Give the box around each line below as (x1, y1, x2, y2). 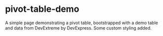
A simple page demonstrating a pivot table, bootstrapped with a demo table (5, 20, 159, 26)
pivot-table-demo (5, 3, 80, 15)
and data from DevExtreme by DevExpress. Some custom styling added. (5, 25, 152, 31)
